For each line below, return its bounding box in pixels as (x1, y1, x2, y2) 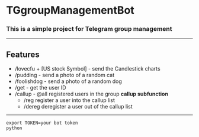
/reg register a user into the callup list (23, 97, 115, 104)
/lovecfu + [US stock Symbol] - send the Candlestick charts (14, 65, 161, 72)
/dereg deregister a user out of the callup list (23, 103, 133, 110)
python (6, 125, 23, 131)
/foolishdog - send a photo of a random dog (14, 78, 123, 85)
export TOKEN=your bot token (6, 120, 78, 126)
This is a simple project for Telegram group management (6, 25, 172, 33)
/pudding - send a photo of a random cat (14, 72, 115, 79)
